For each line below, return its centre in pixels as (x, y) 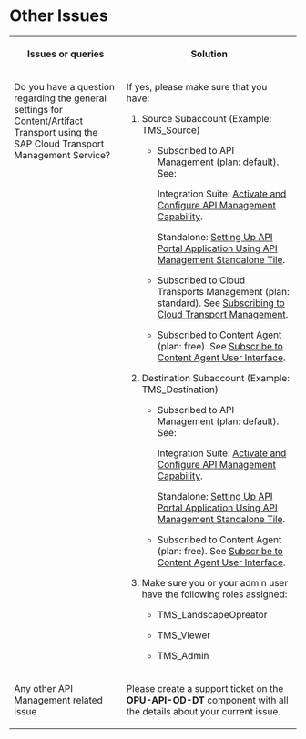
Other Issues (59, 16)
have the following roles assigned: (214, 594)
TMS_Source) (171, 130)
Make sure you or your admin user (215, 582)
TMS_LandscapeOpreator (212, 614)
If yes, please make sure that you (197, 86)
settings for (39, 109)
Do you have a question (65, 86)
